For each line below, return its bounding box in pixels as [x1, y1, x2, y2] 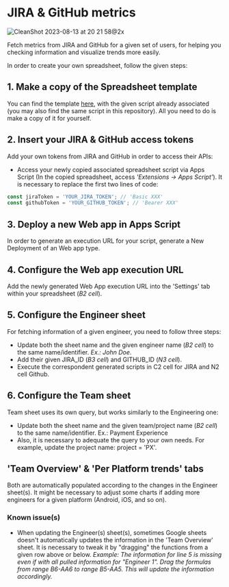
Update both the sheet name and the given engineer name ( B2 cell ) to [16, 341, 214, 349]
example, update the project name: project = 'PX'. [16, 443, 157, 451]
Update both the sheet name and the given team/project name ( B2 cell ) [16, 421, 218, 429]
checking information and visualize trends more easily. [7, 48, 161, 56]
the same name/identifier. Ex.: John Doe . [16, 348, 132, 356]
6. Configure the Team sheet [7, 390, 131, 402]
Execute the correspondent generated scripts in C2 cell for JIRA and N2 [16, 362, 220, 371]
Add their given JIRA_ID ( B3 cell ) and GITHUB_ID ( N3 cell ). [16, 355, 183, 363]
